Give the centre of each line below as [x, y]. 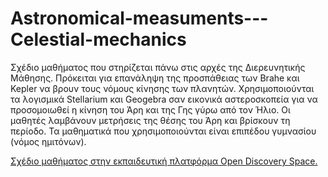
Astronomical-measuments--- [139, 18]
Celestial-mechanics [98, 39]
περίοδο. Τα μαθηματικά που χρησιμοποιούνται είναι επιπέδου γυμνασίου [163, 131]
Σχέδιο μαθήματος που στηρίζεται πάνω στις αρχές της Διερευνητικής [158, 67]
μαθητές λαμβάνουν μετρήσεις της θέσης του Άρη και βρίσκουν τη [150, 120]
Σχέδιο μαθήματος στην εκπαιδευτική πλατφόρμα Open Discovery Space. [164, 161]
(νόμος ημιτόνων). [48, 141]
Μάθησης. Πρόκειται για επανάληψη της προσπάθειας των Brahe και [155, 78]
